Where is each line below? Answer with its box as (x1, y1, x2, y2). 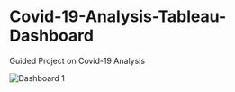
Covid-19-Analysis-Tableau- (9, 6, 227, 27)
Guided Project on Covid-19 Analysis (9, 55, 146, 66)
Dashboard (9, 25, 95, 46)
